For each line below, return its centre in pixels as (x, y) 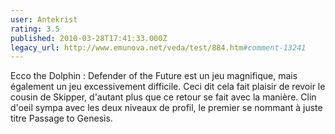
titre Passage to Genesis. (61, 118)
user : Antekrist (44, 19)
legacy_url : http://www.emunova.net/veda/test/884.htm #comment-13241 (158, 47)
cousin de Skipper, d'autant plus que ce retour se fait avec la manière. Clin (163, 97)
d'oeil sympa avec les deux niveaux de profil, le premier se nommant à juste (166, 108)
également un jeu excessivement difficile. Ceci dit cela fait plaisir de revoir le (168, 87)
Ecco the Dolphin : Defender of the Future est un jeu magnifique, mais (154, 76)
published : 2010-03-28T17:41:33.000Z (89, 38)
